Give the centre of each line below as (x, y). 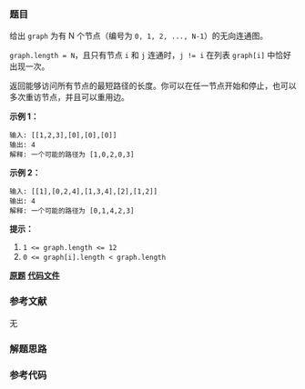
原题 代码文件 (35, 275)
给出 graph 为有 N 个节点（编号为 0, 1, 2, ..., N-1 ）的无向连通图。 (139, 36)
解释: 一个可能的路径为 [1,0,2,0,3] (72, 155)
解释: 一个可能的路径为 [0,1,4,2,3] (72, 211)
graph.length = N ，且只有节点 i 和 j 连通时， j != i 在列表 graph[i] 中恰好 (150, 55)
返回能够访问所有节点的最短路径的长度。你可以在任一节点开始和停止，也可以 (153, 86)
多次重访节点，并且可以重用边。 (69, 97)
